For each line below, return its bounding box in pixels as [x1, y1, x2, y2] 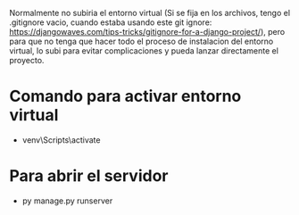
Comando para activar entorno [9, 87, 242, 106]
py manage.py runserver [21, 195, 113, 206]
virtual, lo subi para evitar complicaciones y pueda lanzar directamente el [9, 45, 279, 56]
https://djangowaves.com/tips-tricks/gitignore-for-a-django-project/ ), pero [9, 27, 286, 37]
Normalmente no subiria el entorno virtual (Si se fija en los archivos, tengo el [9, 8, 291, 18]
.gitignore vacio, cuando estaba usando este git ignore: [9, 17, 212, 28]
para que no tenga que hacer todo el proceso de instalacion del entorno [9, 36, 274, 46]
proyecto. [9, 55, 45, 65]
